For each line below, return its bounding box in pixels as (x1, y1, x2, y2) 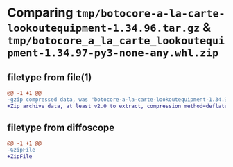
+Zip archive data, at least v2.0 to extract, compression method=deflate (7, 103, 228, 109)
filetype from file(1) (7, 71, 92, 83)
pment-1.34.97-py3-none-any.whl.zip (7, 46, 219, 60)
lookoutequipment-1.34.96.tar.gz (7, 22, 200, 35)
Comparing (7, 5, 74, 21)
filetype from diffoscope (7, 122, 115, 134)
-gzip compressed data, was (7, 96, 89, 103)
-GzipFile (7, 147, 36, 154)
